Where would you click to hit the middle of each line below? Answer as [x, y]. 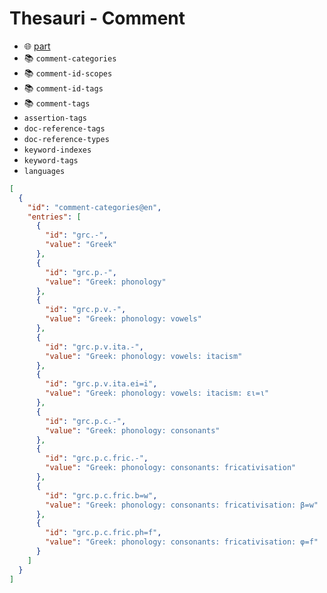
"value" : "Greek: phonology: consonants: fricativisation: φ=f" [182, 542]
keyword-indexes [57, 150]
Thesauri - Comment [97, 18]
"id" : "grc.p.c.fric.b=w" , [101, 495]
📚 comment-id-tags [63, 88]
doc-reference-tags [64, 128]
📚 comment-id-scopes [68, 73]
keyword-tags [51, 160]
